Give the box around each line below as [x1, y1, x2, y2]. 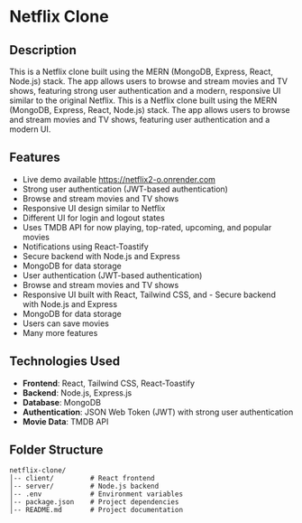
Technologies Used [9, 354, 120, 369]
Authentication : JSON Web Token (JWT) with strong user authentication [22, 406, 294, 417]
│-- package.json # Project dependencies [9, 498, 179, 507]
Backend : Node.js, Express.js [22, 387, 133, 398]
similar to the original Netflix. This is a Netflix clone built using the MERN [9, 95, 278, 106]
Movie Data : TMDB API [22, 416, 109, 426]
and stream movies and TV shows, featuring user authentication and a [9, 115, 270, 125]
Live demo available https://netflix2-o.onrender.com [22, 173, 216, 184]
